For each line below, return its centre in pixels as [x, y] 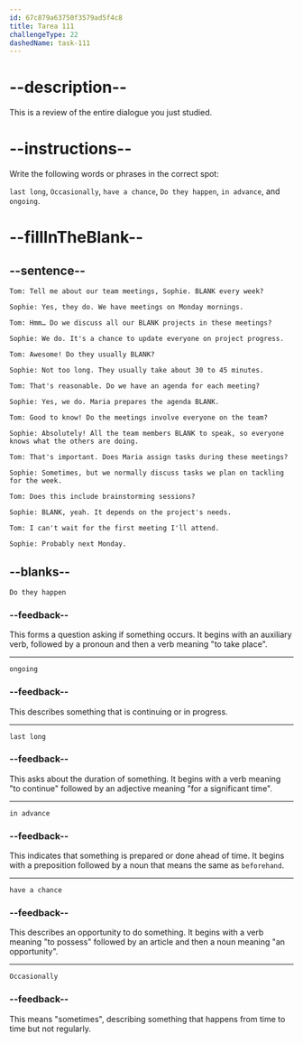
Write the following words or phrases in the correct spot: [114, 174]
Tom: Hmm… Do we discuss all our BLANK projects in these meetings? [141, 323]
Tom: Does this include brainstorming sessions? [102, 497]
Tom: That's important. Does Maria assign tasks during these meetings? [149, 457]
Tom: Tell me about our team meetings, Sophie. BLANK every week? [137, 291]
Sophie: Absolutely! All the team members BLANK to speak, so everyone [147, 434]
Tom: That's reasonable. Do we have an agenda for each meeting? [134, 386]
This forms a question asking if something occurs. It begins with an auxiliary [151, 635]
